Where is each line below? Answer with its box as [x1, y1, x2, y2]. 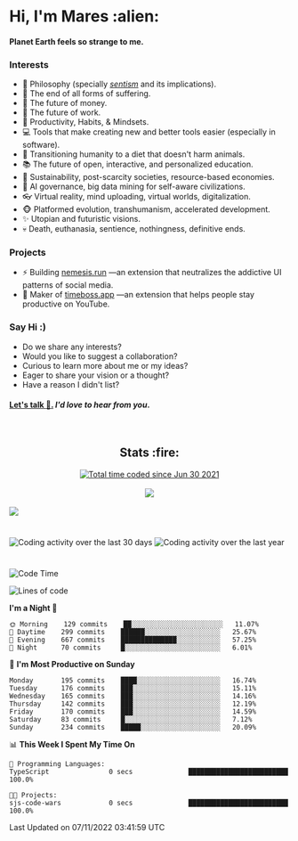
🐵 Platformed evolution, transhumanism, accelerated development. [21, 204, 271, 215]
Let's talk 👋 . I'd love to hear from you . [9, 399, 150, 411]
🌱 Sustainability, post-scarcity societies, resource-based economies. [21, 172, 275, 183]
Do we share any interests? [21, 341, 122, 352]
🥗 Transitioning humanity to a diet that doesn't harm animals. [21, 149, 246, 159]
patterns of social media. [21, 280, 114, 290]
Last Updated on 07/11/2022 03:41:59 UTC [9, 822, 165, 833]
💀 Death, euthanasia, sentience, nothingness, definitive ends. [21, 224, 246, 234]
